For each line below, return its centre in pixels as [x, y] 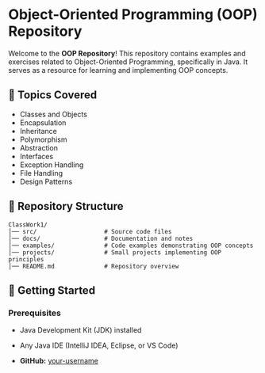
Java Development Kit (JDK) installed [81, 330]
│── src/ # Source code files [90, 231]
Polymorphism [43, 139]
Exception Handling [52, 165]
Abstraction [38, 147]
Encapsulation [43, 122]
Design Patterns [46, 181]
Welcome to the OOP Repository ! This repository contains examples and [127, 53]
